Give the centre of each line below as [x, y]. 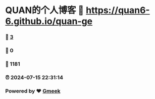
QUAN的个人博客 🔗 [45, 10]
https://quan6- [118, 10]
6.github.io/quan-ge [49, 21]
